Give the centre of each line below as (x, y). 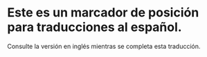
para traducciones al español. (94, 27)
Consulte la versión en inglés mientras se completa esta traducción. (104, 46)
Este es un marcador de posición (103, 13)
